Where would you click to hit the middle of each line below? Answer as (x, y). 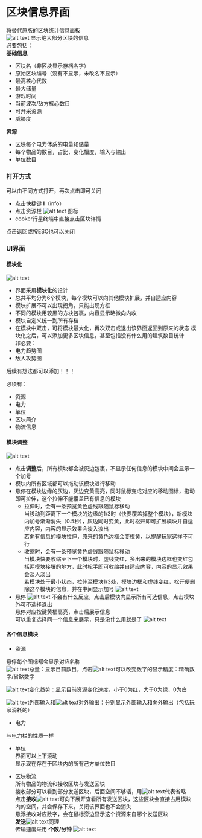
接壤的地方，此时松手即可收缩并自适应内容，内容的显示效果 (119, 566)
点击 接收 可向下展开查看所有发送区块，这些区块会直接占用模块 (103, 799)
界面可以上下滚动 (36, 756)
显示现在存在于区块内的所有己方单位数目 (65, 763)
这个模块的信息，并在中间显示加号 (72, 589)
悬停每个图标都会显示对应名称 (43, 661)
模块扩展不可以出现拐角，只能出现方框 (62, 305)
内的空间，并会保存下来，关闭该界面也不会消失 (73, 806)
